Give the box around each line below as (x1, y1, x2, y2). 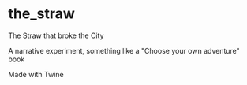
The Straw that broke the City (8, 31, 104, 40)
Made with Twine (8, 69, 65, 79)
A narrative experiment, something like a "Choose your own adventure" (8, 46, 241, 55)
